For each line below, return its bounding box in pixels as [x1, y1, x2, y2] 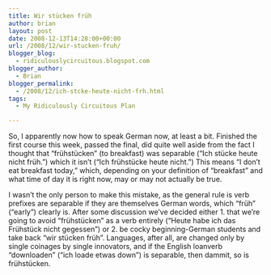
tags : [8, 95, 27, 103]
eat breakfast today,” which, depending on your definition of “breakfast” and [8, 166, 263, 176]
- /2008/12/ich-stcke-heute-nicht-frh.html [15, 87, 164, 95]
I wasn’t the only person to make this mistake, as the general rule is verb [8, 190, 250, 200]
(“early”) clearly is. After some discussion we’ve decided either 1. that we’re [8, 207, 260, 217]
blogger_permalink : [8, 79, 74, 87]
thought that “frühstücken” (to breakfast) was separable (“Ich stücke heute [8, 149, 258, 159]
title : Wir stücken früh [8, 11, 92, 20]
